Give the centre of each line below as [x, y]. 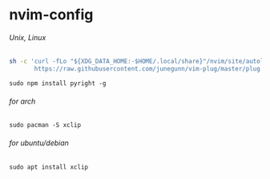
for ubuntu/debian [39, 143]
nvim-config [51, 15]
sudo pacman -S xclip [45, 125]
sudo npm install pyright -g [58, 83]
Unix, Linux [28, 37]
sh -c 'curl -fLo [38, 62]
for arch [22, 101]
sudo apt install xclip [49, 167]
